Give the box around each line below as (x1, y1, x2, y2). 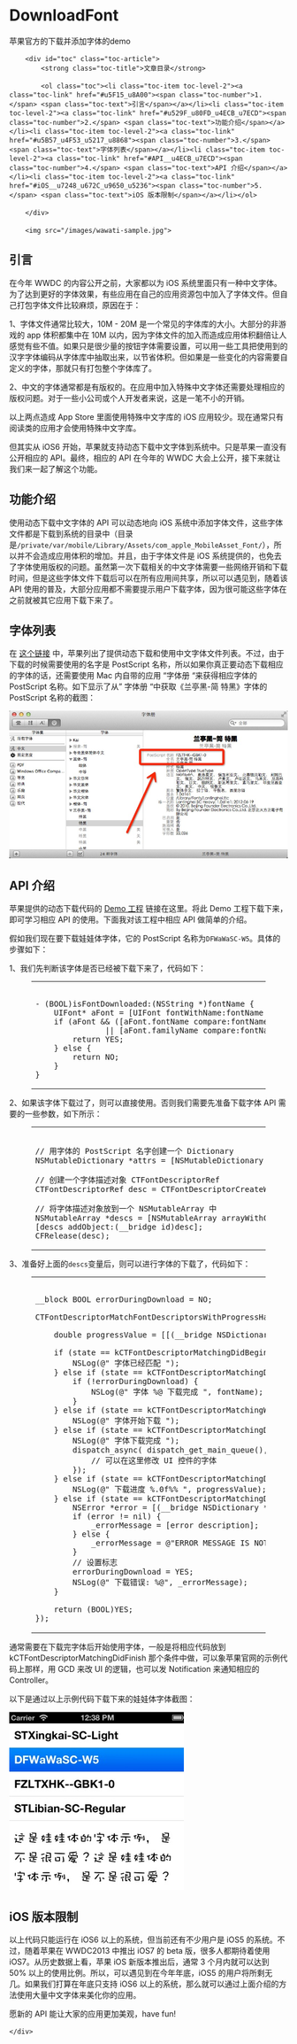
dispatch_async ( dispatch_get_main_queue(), (72, 1445, 269, 1455)
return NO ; (72, 1051, 119, 1062)
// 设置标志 (72, 1558, 118, 1568)
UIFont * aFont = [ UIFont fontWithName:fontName (53, 1007, 264, 1018)
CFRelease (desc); (34, 1230, 110, 1241)
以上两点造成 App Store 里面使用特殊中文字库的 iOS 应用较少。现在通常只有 (9, 411, 285, 422)
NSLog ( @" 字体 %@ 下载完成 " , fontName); (91, 1387, 263, 1398)
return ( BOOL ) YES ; (53, 1605, 134, 1614)
